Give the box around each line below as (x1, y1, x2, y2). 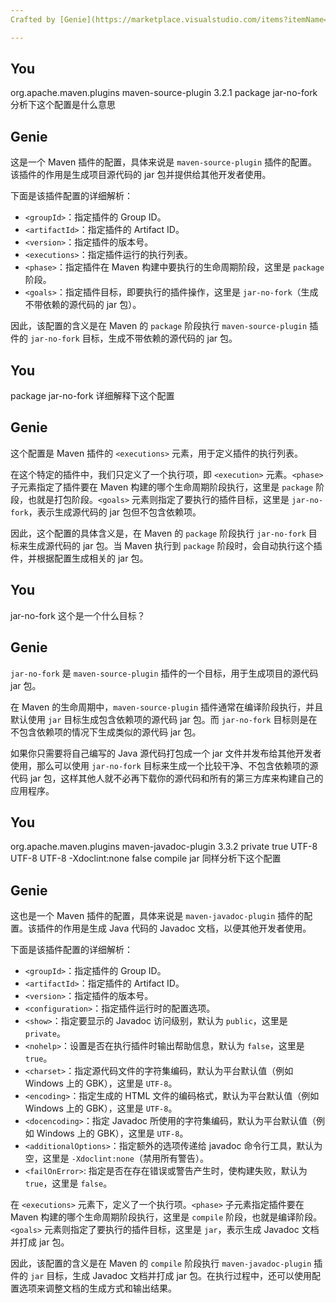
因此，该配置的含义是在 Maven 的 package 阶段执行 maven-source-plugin (10, 320, 308, 332)
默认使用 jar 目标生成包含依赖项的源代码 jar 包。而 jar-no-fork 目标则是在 (10, 713, 318, 725)
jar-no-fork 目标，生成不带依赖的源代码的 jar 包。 (29, 332, 238, 345)
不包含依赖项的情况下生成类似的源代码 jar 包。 (10, 726, 202, 738)
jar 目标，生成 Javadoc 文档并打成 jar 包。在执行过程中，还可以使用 (29, 1270, 312, 1282)
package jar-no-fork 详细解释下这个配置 (10, 390, 175, 402)
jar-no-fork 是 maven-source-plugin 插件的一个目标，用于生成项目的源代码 (10, 667, 319, 679)
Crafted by (10, 14, 56, 25)
